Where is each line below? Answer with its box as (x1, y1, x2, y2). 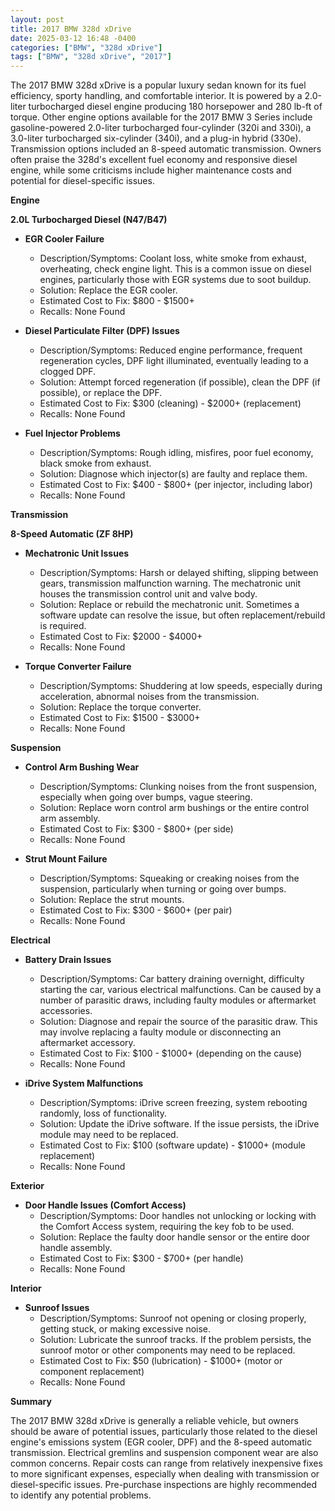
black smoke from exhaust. (39, 457, 152, 470)
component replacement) (39, 1366, 145, 1378)
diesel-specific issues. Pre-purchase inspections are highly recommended (10, 1479, 317, 1491)
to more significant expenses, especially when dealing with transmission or (10, 1468, 320, 1480)
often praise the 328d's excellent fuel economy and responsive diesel (10, 154, 298, 166)
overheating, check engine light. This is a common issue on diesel (39, 263, 312, 275)
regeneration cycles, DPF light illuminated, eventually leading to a (39, 355, 309, 367)
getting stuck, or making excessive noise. (39, 1323, 212, 1335)
